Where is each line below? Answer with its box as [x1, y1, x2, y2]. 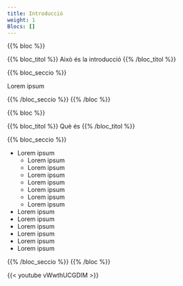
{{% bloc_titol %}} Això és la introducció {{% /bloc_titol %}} [7, 55, 177, 64]
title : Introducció [7, 10, 64, 17]
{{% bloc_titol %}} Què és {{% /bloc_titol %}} [7, 122, 135, 131]
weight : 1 [7, 17, 36, 23]
